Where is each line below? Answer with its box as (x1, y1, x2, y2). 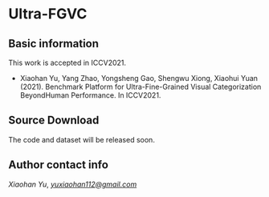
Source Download (8, 114, 100, 127)
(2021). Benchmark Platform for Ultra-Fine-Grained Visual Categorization (19, 82, 262, 91)
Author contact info (8, 158, 108, 172)
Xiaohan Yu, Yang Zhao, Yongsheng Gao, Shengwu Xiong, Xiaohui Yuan (19, 74, 259, 82)
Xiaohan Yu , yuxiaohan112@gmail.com (8, 179, 137, 189)
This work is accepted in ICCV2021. (8, 58, 127, 67)
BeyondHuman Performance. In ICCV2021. (19, 90, 161, 100)
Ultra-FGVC (8, 5, 88, 23)
